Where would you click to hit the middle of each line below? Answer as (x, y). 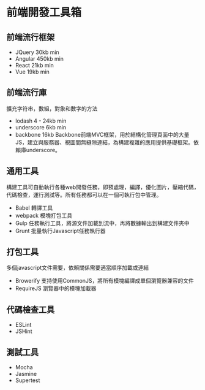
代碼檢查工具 (31, 309)
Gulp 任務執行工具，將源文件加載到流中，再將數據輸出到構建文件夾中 (102, 223)
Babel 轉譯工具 (34, 208)
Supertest (28, 380)
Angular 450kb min (39, 59)
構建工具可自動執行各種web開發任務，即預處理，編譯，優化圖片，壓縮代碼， (103, 187)
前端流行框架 (31, 37)
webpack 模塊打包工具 (43, 215)
